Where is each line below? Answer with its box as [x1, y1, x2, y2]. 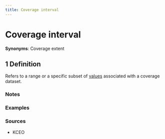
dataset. [5, 78, 22, 84]
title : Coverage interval [5, 7, 59, 12]
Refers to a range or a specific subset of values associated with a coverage [5, 73, 160, 79]
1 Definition [5, 59, 41, 68]
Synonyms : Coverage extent [5, 45, 65, 51]
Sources [5, 118, 26, 125]
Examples [5, 104, 30, 111]
